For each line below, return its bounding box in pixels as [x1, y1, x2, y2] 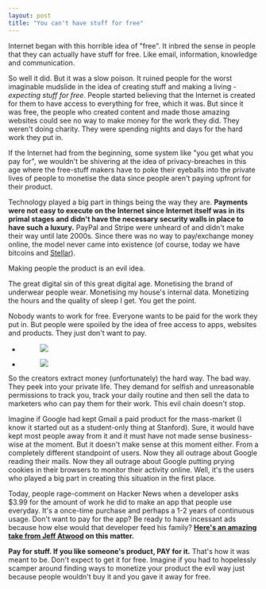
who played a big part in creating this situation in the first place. [8, 473, 217, 482]
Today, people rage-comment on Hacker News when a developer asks [8, 489, 240, 498]
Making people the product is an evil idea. [8, 263, 145, 273]
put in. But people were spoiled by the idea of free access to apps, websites [8, 319, 257, 329]
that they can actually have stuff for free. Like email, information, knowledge [8, 49, 258, 59]
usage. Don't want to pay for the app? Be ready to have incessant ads [8, 514, 237, 524]
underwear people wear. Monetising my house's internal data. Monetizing [8, 287, 249, 297]
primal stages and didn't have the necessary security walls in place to [8, 214, 244, 224]
